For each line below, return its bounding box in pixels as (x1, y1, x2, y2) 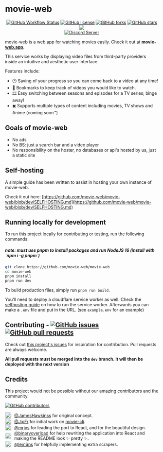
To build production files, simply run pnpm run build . (5, 287, 110, 293)
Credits (5, 375, 28, 383)
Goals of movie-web (5, 124, 68, 132)
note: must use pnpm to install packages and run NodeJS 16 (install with (5, 247, 155, 253)
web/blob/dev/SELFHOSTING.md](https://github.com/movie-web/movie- (5, 199, 152, 205)
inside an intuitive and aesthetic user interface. (5, 58, 99, 64)
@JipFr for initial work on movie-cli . (14, 418, 86, 424)
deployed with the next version (5, 361, 69, 367)
